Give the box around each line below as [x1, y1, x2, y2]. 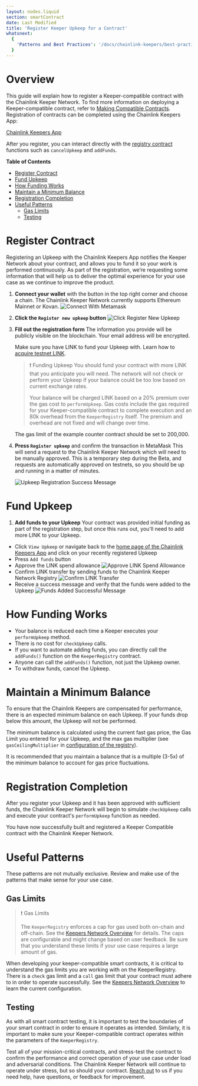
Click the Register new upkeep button [14, 314, 107, 321]
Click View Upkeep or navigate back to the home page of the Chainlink [14, 543, 184, 550]
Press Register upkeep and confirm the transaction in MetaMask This [14, 442, 183, 449]
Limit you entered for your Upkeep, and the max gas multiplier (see [6, 735, 169, 743]
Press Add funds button [14, 555, 71, 562]
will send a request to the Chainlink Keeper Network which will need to [14, 448, 187, 455]
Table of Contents [6, 158, 51, 165]
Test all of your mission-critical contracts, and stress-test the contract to [6, 1048, 183, 1055]
